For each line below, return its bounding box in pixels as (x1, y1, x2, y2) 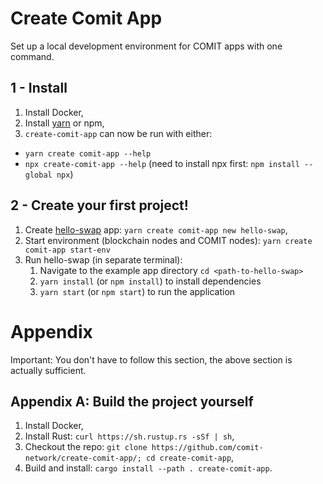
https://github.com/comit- (151, 443, 264, 453)
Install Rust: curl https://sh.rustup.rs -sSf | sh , (24, 430, 235, 442)
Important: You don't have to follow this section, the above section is (10, 353, 293, 366)
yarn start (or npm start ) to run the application (39, 285, 236, 297)
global (24, 170, 53, 180)
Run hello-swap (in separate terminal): (24, 253, 183, 266)
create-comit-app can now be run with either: (24, 127, 213, 139)
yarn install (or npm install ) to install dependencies (39, 275, 262, 287)
